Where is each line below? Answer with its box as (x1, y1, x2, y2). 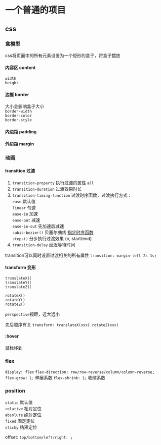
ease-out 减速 (12, 217, 40, 223)
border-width (5, 109, 32, 114)
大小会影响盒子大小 (5, 104, 44, 110)
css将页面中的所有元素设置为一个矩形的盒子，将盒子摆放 (5, 53, 121, 58)
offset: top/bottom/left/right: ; (5, 434, 73, 440)
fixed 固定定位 (5, 418, 35, 424)
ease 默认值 (12, 198, 36, 204)
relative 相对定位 (5, 405, 42, 411)
